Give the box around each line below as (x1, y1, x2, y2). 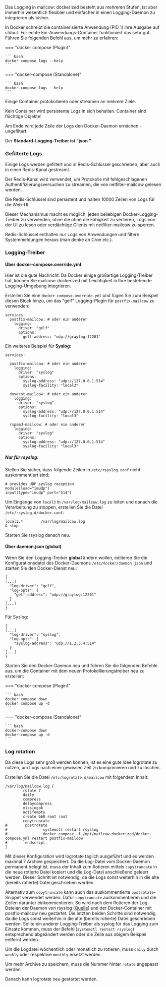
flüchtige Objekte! (5, 114, 42, 119)
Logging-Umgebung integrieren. (5, 283, 71, 289)
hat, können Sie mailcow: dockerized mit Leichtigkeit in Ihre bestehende (5, 278, 152, 284)
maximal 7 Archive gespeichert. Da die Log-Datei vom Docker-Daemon (5, 858, 150, 864)
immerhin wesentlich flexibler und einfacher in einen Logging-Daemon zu (5, 9, 155, 15)
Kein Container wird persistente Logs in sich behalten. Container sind (5, 108, 147, 114)
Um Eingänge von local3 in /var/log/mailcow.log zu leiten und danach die (5, 499, 158, 505)
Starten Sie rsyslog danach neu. (5, 532, 71, 538)
